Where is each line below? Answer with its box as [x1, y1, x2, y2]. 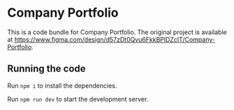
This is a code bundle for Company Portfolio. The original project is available [7, 28, 227, 36]
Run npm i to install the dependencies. [7, 81, 117, 90]
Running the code [7, 63, 86, 74]
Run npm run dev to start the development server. [7, 95, 149, 103]
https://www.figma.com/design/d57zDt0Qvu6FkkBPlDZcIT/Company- [14, 35, 215, 43]
